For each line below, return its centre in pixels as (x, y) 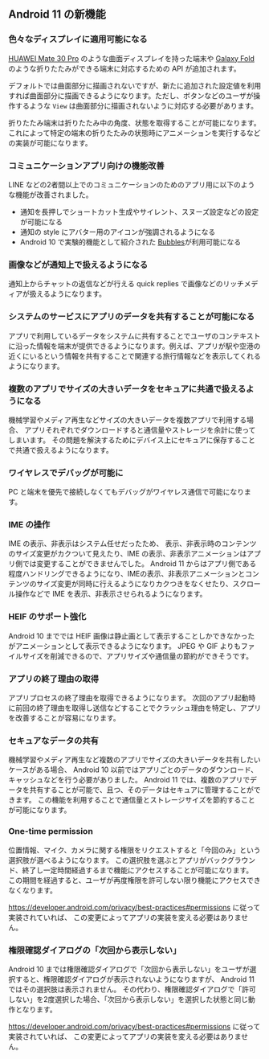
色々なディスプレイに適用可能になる (78, 39)
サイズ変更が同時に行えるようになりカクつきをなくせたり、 (134, 584)
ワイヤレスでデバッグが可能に (66, 473)
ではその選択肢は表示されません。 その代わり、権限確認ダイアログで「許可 (132, 989)
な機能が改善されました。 (51, 195)
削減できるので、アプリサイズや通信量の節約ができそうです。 (151, 656)
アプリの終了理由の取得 (53, 679)
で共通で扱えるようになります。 (61, 449)
